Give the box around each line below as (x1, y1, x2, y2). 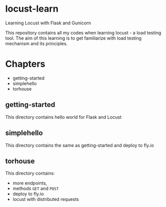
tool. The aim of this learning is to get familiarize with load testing (5, 35, 142, 41)
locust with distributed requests (12, 196, 79, 202)
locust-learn (5, 3, 59, 15)
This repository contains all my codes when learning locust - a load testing (5, 29, 161, 36)
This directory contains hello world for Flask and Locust (5, 114, 122, 120)
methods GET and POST (12, 186, 59, 192)
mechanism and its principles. (5, 40, 68, 46)
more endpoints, (12, 180, 47, 186)
